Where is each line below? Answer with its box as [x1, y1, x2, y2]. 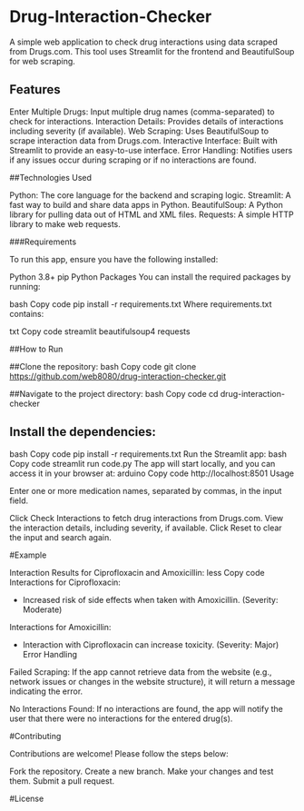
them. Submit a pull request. [9, 775, 115, 786]
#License [9, 793, 44, 804]
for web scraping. [9, 55, 75, 66]
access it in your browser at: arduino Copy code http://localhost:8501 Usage [9, 468, 295, 479]
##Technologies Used [9, 172, 93, 183]
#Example [9, 549, 47, 560]
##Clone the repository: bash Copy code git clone [9, 361, 197, 371]
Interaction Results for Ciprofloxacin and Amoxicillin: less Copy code [9, 567, 265, 578]
